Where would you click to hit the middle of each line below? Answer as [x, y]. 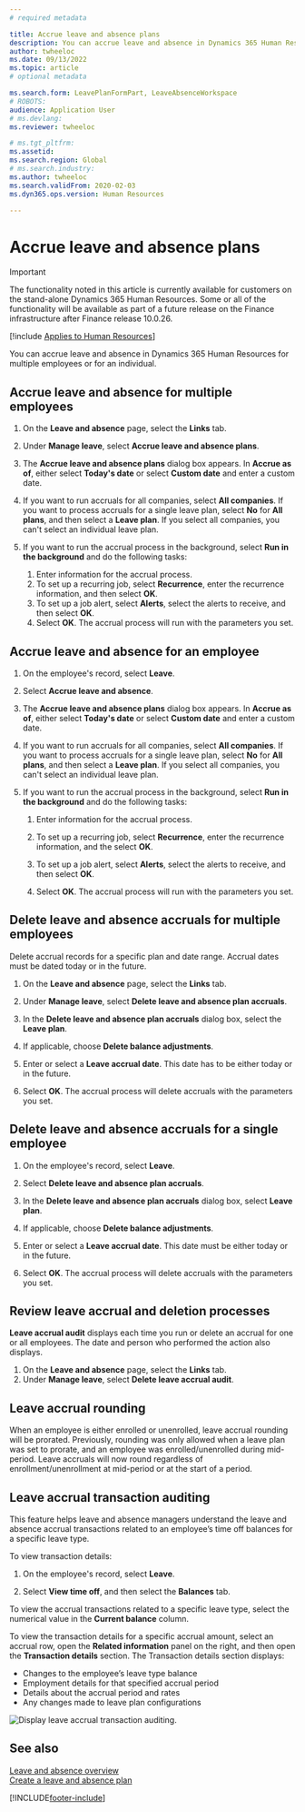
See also [34, 1749]
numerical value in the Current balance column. [99, 1619]
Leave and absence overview [64, 1770]
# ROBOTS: [28, 101]
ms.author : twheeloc [49, 177]
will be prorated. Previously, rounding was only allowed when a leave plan [148, 1440]
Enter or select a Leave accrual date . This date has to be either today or [157, 1063]
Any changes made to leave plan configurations [112, 1702]
